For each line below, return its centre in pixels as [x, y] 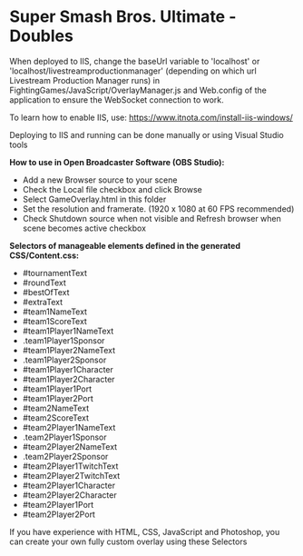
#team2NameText [56, 408]
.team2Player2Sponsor [65, 456]
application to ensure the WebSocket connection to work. [117, 99]
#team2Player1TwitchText [70, 466]
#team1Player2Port [58, 398]
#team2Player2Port [59, 514]
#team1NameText [55, 312]
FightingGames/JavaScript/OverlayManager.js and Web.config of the [138, 90]
